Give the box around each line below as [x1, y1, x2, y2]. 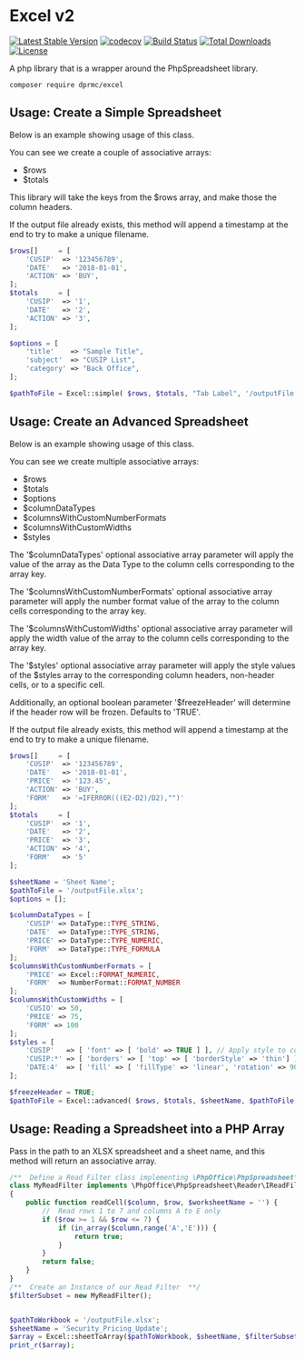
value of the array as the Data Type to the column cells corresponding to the [9, 558, 295, 569]
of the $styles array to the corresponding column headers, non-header [9, 669, 275, 680]
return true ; [74, 1232, 124, 1241]
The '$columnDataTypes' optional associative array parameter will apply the [9, 549, 294, 560]
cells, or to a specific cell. [9, 679, 105, 690]
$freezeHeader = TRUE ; [9, 1087, 95, 1096]
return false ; [42, 1257, 95, 1266]
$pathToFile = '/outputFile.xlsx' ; [9, 885, 144, 895]
